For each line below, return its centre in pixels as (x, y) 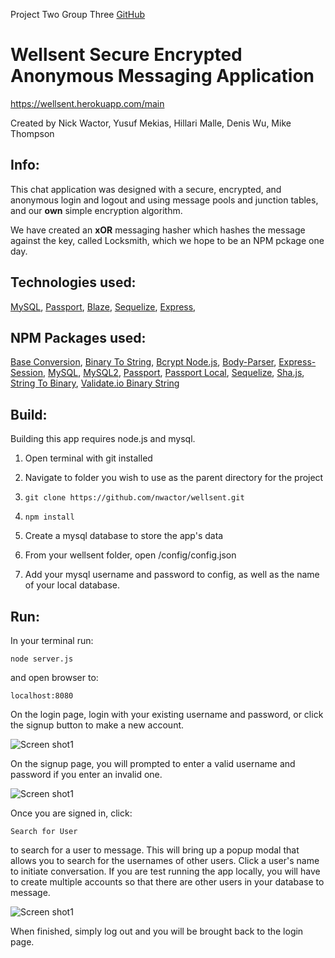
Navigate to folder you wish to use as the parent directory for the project (174, 478)
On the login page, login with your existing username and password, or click (167, 714)
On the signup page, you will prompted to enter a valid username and (153, 763)
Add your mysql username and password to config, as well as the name (172, 575)
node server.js (42, 659)
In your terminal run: (52, 640)
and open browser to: (54, 677)
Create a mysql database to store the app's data (124, 536)
